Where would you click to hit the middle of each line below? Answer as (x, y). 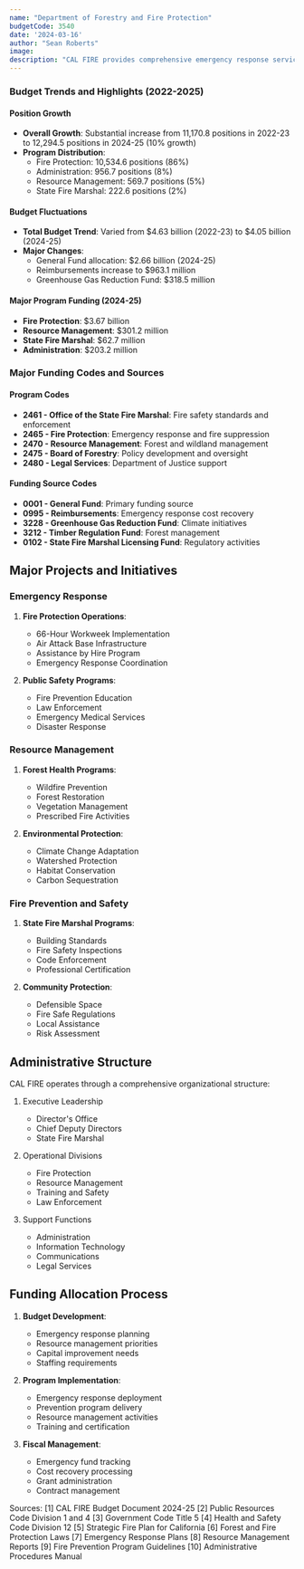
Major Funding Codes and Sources (87, 373)
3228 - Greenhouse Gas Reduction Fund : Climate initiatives (134, 522)
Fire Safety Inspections (79, 951)
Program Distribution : (64, 153)
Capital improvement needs (87, 1353)
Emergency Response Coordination (102, 663)
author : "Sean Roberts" (54, 43)
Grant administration (74, 1480)
